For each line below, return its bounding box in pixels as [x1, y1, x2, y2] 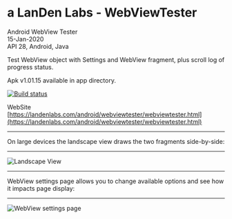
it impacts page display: [7, 184, 75, 192]
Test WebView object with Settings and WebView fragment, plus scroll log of [7, 55, 225, 63]
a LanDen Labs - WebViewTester [7, 5, 197, 21]
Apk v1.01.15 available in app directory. [7, 76, 116, 84]
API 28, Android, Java [7, 42, 69, 50]
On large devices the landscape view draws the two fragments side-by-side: [7, 137, 225, 145]
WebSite [7, 103, 31, 111]
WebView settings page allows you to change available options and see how [7, 177, 224, 185]
